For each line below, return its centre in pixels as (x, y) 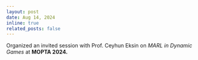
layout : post (23, 12)
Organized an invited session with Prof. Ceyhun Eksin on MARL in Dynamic (99, 46)
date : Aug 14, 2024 (31, 17)
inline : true (23, 23)
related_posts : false (34, 28)
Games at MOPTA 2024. (37, 52)
